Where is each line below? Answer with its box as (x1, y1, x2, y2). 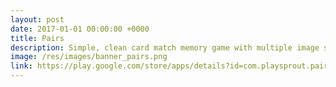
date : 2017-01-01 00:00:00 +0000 (10, 24, 150, 34)
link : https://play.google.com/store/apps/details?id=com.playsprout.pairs (10, 61, 333, 71)
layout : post (10, 14, 65, 25)
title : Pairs (10, 33, 65, 43)
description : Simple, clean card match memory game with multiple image (10, 42, 320, 53)
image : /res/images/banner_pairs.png (10, 52, 168, 62)
